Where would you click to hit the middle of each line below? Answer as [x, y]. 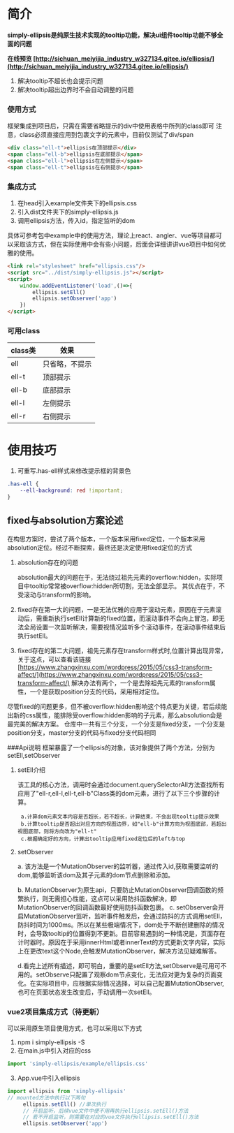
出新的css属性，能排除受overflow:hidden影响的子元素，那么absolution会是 [115, 715]
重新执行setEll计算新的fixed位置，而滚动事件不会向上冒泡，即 [130, 618]
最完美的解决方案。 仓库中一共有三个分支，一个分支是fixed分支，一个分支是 [116, 724]
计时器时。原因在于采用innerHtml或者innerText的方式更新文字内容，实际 [121, 942]
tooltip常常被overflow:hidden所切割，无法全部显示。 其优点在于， [124, 586]
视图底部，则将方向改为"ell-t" [57, 831]
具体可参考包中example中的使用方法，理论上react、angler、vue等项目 [109, 235]
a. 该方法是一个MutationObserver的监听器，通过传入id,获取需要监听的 [118, 866]
